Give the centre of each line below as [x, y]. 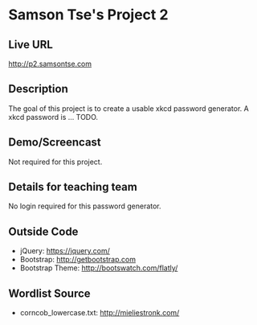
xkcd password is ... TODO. [53, 117]
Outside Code [43, 231]
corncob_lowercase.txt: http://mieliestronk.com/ [100, 313]
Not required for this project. [55, 162]
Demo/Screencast [55, 142]
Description [38, 89]
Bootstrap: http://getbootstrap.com [78, 260]
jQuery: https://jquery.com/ [65, 251]
